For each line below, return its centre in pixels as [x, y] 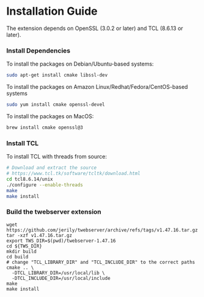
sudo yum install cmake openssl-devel [56, 105]
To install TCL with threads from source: [56, 157]
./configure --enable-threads [45, 185]
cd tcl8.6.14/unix [30, 179]
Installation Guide [52, 11]
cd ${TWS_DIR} [24, 246]
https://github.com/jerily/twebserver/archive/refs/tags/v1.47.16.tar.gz [102, 230]
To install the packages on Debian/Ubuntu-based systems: [80, 64]
